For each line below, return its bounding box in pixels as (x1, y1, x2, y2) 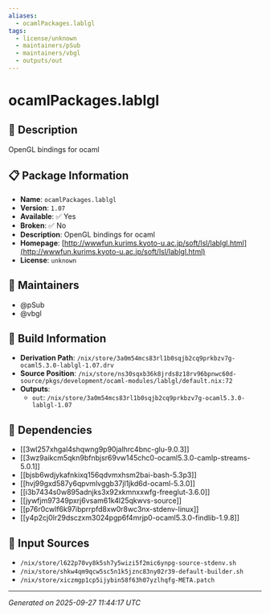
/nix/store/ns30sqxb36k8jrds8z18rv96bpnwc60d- (77, 370, 237, 378)
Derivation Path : (19, 353, 76, 363)
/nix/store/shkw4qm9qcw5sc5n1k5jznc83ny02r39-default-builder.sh (19, 567, 243, 575)
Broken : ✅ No (19, 220, 67, 230)
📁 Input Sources (8, 536, 90, 550)
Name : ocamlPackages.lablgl (19, 194, 117, 204)
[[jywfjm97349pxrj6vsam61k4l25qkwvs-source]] (19, 496, 182, 505)
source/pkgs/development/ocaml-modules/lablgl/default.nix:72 (19, 377, 233, 385)
